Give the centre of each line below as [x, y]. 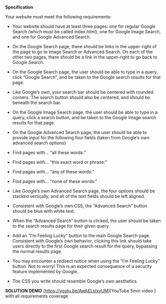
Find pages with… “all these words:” [49, 152]
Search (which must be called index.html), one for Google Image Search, [86, 31]
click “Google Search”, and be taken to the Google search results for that [86, 77]
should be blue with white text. [44, 211]
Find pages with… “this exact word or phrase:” [60, 162]
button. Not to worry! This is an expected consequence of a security [82, 266]
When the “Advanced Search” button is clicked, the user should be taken [86, 221]
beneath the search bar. [37, 103]
